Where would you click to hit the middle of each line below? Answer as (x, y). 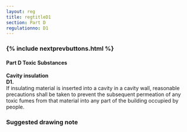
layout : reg (21, 11)
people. (15, 107)
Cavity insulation (27, 76)
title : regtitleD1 (29, 17)
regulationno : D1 (27, 28)
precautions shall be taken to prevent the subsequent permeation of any (93, 94)
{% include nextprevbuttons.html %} (60, 49)
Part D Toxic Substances (37, 62)
